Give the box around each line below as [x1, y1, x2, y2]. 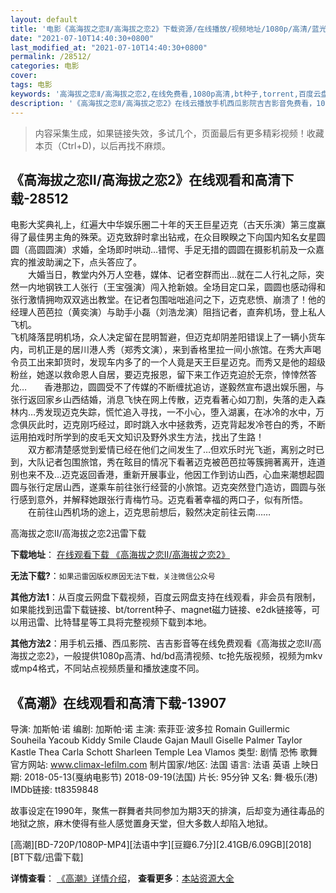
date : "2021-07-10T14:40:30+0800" [10, 33, 155, 43]
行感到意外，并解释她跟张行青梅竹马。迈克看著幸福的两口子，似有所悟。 [10, 494, 308, 506]
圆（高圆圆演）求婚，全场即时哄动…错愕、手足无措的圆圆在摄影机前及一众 [10, 244, 317, 256]
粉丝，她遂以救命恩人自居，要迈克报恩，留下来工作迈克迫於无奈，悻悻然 [10, 369, 308, 381]
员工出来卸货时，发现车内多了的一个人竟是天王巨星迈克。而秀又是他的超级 [18, 356, 326, 368]
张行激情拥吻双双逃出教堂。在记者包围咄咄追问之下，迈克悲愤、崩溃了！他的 [10, 294, 326, 306]
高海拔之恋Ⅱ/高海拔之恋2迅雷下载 [10, 527, 147, 540]
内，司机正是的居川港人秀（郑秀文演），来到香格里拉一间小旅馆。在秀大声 [10, 344, 313, 356]
